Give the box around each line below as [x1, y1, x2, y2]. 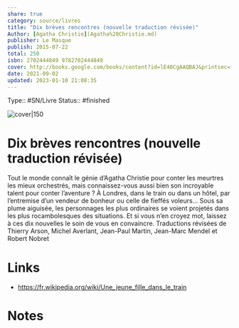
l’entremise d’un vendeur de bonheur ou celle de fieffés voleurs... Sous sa [7, 197, 223, 205]
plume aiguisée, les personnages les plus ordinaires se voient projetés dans [7, 204, 230, 212]
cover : [7, 63, 27, 71]
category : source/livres [7, 17, 81, 24]
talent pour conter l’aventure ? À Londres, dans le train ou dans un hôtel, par [7, 189, 230, 198]
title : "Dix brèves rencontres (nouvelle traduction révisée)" [7, 24, 199, 31]
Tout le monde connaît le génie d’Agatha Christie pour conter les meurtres [7, 174, 224, 183]
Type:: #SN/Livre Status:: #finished [7, 96, 110, 105]
